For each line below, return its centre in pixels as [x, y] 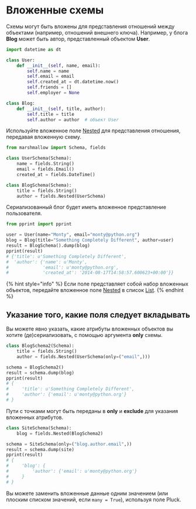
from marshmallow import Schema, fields [56, 148]
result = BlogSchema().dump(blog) [48, 246]
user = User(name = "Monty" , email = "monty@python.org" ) [73, 235]
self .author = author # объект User [73, 120]
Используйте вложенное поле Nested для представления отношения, [93, 131]
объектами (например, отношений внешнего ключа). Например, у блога [97, 32]
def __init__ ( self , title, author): [61, 109]
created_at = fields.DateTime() [56, 174]
